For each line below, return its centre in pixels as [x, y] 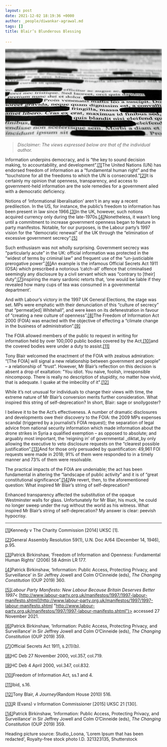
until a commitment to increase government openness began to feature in [80, 222]
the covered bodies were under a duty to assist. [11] [57, 346]
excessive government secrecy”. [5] [42, 238]
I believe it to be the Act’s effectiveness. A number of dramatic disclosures [81, 412]
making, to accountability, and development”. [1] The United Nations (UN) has [83, 165]
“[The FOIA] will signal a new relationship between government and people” [83, 361]
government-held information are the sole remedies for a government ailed [82, 186]
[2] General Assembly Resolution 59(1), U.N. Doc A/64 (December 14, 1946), [83, 540]
